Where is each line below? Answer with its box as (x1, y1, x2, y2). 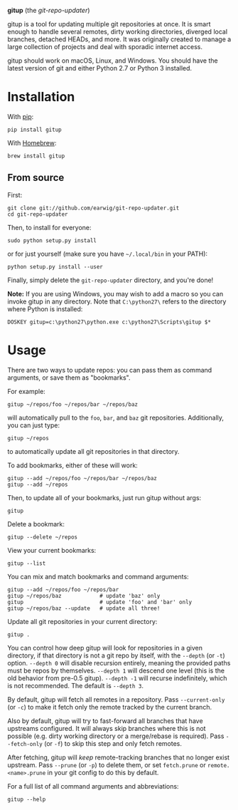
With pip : (7, 112, 34, 120)
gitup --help (7, 796, 46, 803)
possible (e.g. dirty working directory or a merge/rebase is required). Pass (7, 732, 225, 740)
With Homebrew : (7, 138, 57, 147)
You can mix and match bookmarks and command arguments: (7, 572, 190, 581)
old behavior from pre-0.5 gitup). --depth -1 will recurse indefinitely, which (7, 673, 227, 682)
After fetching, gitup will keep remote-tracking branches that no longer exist (7, 753, 229, 762)
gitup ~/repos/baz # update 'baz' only (7, 592, 161, 599)
